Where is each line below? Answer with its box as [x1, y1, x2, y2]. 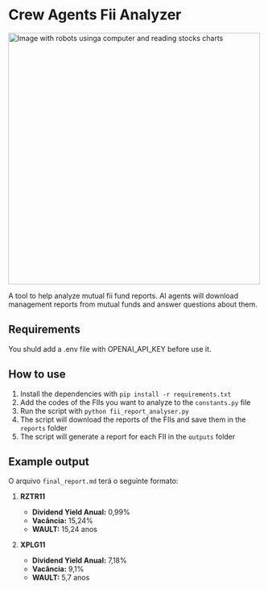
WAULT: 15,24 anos [31, 525, 98, 534]
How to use [8, 368, 66, 382]
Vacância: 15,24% [31, 516, 94, 526]
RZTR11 [19, 492, 46, 501]
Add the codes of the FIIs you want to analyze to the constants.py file [19, 397, 251, 407]
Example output [8, 455, 90, 468]
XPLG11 [19, 540, 46, 550]
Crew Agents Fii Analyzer [8, 6, 182, 24]
